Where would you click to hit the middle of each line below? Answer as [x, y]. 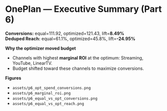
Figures [13, 78]
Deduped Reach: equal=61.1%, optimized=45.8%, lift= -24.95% [70, 39]
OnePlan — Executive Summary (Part [83, 9]
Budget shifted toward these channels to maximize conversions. [78, 68]
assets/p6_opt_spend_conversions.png [52, 88]
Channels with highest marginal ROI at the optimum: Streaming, [78, 57]
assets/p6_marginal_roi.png [41, 93]
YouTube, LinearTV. [32, 63]
